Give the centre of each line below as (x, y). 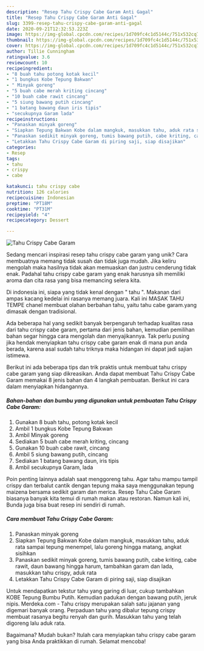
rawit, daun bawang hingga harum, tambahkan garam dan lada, (94, 566)
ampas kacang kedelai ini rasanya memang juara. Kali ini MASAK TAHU (95, 299)
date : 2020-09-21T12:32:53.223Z (47, 29)
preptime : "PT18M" (29, 203)
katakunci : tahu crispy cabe (43, 187)
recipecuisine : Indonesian (40, 198)
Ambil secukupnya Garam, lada (54, 467)
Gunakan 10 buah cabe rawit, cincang (62, 448)
